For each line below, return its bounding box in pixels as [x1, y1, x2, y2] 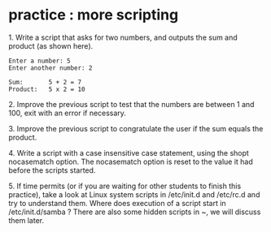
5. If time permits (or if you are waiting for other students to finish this [8, 181, 242, 191]
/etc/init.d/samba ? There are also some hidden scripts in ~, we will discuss [8, 207, 261, 217]
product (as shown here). [8, 41, 94, 50]
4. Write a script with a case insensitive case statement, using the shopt [8, 148, 250, 157]
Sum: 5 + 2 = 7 [8, 78, 82, 86]
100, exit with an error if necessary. [8, 108, 126, 118]
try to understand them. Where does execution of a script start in [8, 198, 226, 208]
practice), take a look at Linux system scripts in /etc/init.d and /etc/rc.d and [8, 189, 260, 200]
